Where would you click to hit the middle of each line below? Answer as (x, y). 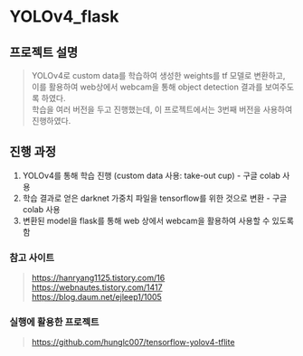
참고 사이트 (32, 258)
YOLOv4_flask (64, 17)
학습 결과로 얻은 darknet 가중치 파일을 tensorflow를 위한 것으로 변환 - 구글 (155, 198)
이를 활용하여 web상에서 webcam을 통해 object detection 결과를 (147, 87)
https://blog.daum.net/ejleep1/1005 (97, 297)
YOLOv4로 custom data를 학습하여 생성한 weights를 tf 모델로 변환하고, (158, 75)
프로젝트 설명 (44, 52)
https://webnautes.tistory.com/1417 (97, 287)
